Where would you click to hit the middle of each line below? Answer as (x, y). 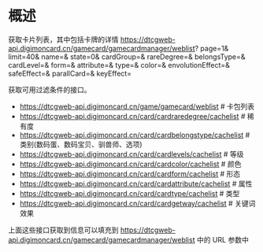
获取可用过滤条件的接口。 (50, 89)
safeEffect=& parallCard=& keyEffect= (70, 73)
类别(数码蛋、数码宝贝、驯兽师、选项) (81, 144)
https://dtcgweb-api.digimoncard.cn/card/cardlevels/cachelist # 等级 (131, 154)
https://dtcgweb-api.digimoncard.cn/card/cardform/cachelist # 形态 (130, 173)
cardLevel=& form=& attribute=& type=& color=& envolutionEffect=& (119, 65)
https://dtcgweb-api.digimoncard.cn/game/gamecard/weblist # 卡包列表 (137, 106)
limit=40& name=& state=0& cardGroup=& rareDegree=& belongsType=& (127, 57)
